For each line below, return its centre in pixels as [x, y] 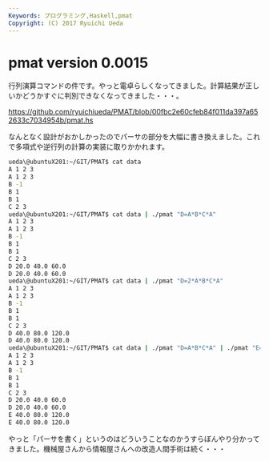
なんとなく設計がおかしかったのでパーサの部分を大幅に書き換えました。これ [134, 137]
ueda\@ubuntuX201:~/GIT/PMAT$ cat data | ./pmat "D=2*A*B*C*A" [116, 281]
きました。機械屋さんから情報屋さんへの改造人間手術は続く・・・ [117, 448]
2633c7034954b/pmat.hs [51, 120]
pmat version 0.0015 [78, 63]
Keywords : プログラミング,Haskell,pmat [70, 16]
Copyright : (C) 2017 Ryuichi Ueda [66, 23]
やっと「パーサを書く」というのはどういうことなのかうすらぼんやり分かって [134, 439]
